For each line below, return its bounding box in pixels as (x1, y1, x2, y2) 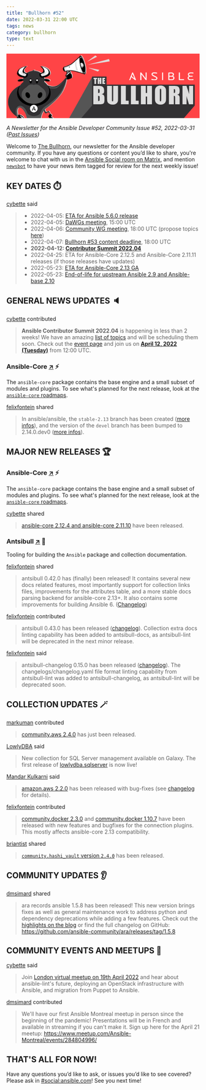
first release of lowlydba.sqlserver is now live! (21, 761, 137, 768)
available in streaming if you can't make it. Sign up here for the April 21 (21, 1023, 200, 1031)
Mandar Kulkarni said (6, 773, 60, 780)
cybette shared (6, 510, 45, 517)
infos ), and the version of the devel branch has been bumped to (21, 422, 183, 429)
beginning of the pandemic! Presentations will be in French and (21, 1017, 181, 1024)
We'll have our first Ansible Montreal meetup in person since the (21, 1010, 184, 1018)
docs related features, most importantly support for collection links (21, 581, 190, 589)
